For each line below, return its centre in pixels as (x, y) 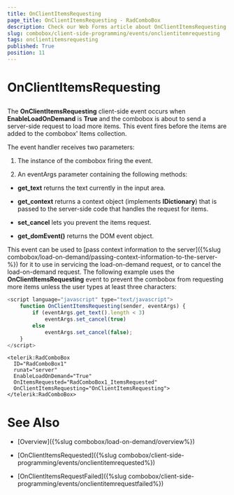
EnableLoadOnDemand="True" (53, 376)
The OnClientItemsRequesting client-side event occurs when (96, 111)
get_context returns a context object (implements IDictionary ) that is (117, 202)
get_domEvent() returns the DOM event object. (86, 236)
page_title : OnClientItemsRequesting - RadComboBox (84, 20)
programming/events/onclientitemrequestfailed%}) (90, 484)
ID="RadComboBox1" (41, 364)
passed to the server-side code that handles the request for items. (113, 209)
